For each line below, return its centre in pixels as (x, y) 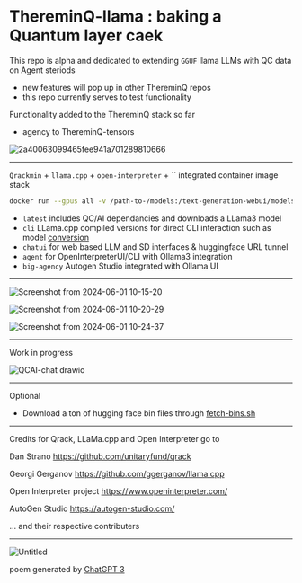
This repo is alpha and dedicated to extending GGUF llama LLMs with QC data (151, 60)
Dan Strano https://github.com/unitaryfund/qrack (100, 456)
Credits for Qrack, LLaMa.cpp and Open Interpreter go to (115, 438)
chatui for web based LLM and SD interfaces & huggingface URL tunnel (155, 247)
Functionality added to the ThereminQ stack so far (102, 114)
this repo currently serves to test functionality (107, 97)
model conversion (56, 237)
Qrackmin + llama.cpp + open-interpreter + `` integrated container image (144, 175)
